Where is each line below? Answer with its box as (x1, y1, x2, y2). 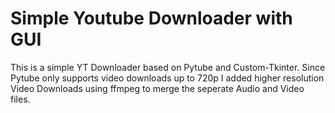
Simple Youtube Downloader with (10, 7, 293, 30)
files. (10, 93, 31, 105)
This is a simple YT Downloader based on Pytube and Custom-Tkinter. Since (10, 61, 326, 73)
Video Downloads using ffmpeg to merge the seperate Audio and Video (10, 82, 305, 94)
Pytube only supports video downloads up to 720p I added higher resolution (10, 72, 325, 84)
